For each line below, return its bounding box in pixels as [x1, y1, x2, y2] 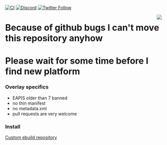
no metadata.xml [12, 105, 47, 111]
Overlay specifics [5, 83, 49, 90]
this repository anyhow [5, 33, 103, 44]
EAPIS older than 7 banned [12, 95, 68, 101]
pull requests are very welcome [12, 111, 77, 117]
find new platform [5, 66, 81, 77]
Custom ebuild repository [5, 134, 57, 140]
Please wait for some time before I [5, 55, 149, 67]
